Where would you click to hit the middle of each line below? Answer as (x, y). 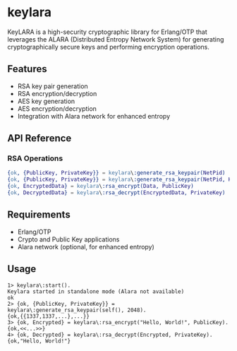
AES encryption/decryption (57, 108)
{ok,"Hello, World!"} (39, 341)
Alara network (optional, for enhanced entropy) (86, 246)
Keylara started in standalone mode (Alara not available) (96, 291)
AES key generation (46, 101)
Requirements (39, 215)
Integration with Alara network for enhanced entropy (94, 116)
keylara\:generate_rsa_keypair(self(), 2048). (77, 310)
